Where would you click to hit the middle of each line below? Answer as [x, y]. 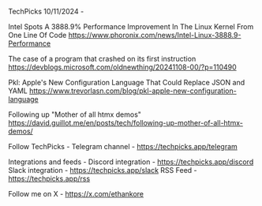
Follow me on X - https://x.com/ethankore [76, 194]
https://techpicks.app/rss [49, 178]
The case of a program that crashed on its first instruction [102, 59]
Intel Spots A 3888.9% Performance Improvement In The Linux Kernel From [131, 26]
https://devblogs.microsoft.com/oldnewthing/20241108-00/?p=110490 [122, 67]
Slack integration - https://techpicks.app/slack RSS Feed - [103, 170]
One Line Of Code [37, 35]
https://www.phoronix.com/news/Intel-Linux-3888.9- [155, 35]
